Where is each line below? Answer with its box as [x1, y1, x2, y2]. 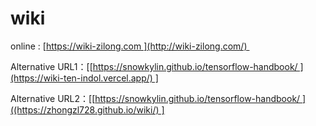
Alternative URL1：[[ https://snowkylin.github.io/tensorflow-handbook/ [10, 60, 298, 72]
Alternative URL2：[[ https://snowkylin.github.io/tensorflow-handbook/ [10, 92, 301, 104]
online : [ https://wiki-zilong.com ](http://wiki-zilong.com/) [10, 40, 248, 52]
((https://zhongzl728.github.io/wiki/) [10, 103, 160, 116]
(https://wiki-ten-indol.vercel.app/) [10, 72, 153, 84]
